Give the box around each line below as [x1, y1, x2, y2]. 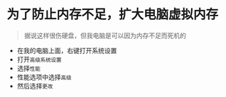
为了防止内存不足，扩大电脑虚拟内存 [6, 6, 219, 23]
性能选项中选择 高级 [16, 72, 72, 81]
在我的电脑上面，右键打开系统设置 [16, 46, 117, 55]
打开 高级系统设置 [16, 55, 62, 64]
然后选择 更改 [16, 81, 53, 90]
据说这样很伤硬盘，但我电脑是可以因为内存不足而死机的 [23, 31, 186, 40]
